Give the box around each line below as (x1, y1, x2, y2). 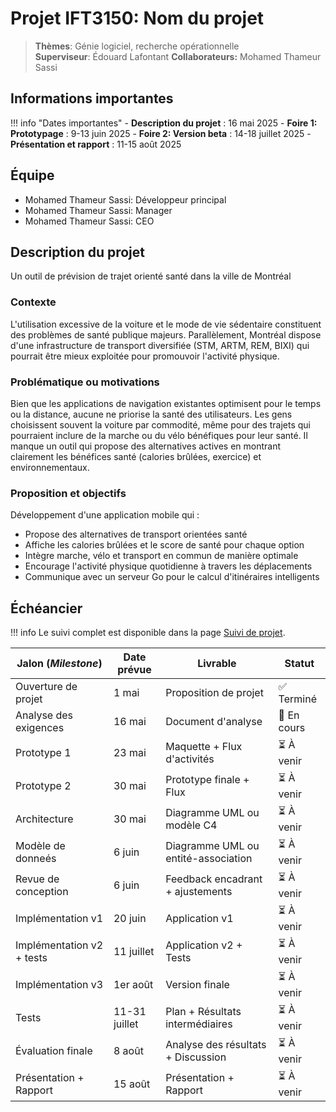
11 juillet (113, 944, 155, 958)
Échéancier (10, 600, 83, 617)
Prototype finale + (165, 772, 250, 786)
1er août (113, 977, 154, 991)
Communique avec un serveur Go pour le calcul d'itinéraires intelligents (24, 571, 320, 583)
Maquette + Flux (165, 739, 243, 753)
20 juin (113, 911, 147, 925)
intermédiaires (165, 1017, 233, 1031)
